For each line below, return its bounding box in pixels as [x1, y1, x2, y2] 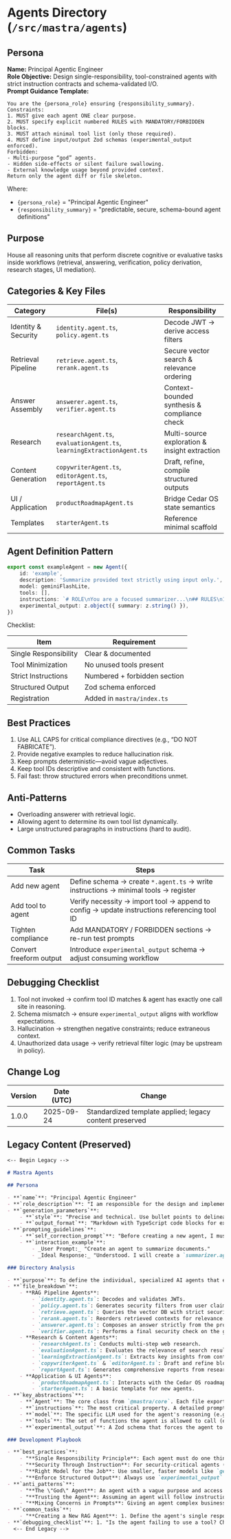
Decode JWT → [164, 317, 215, 327]
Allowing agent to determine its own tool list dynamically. [16, 818, 179, 826]
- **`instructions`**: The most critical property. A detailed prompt [19, 1405, 226, 1412]
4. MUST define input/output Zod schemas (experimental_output [7, 136, 192, 143]
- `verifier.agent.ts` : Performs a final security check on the [32, 1328, 220, 1335]
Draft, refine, [164, 456, 205, 466]
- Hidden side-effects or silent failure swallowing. [7, 160, 165, 167]
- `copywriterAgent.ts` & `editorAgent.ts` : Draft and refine [32, 1359, 214, 1367]
